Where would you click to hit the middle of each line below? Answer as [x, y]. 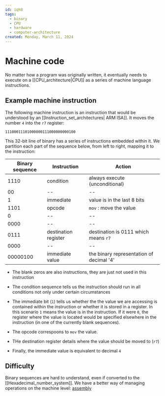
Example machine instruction [51, 101]
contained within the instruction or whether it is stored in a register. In [82, 306]
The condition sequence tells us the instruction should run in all [76, 287]
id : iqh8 [14, 10]
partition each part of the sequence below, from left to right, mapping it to [80, 146]
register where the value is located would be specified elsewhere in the [84, 317]
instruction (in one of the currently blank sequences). [66, 322]
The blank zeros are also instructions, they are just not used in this [79, 272]
